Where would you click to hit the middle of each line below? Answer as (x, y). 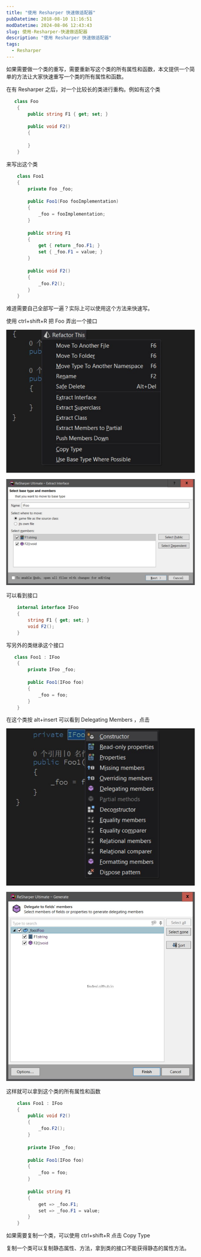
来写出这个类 (22, 164)
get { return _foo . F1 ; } (69, 246)
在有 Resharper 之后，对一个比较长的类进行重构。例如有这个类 (83, 89)
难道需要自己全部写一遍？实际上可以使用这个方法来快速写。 (80, 308)
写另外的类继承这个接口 (35, 645)
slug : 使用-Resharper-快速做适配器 (47, 32)
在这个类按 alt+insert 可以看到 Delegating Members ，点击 (78, 720)
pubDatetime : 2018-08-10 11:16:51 (49, 19)
